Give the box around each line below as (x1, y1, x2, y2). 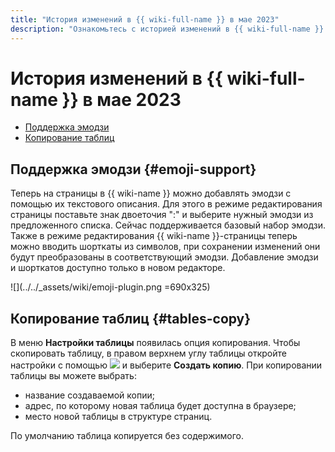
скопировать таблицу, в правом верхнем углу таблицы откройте (10, 347, 287, 360)
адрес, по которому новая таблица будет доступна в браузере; (24, 400, 297, 412)
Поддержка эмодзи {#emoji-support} (10, 161, 257, 178)
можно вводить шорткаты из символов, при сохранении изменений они (10, 241, 321, 253)
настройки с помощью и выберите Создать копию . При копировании (10, 359, 323, 371)
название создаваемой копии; (24, 389, 155, 401)
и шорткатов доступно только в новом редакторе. (10, 262, 226, 274)
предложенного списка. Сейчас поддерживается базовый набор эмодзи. (10, 219, 326, 231)
